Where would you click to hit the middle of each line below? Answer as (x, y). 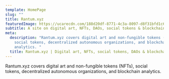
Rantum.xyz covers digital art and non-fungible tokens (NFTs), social (76, 66)
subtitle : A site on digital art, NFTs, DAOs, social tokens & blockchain (85, 28)
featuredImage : (21, 24)
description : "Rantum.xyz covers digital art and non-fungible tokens (85, 38)
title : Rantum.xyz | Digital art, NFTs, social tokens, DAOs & (77, 51)
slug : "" (14, 14)
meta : (11, 33)
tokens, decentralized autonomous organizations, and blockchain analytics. (83, 71)
